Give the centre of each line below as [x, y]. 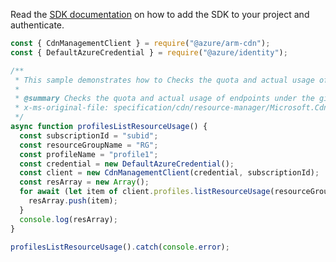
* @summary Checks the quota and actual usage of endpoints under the [164, 99]
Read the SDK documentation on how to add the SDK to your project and [160, 14]
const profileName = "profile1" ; [89, 154]
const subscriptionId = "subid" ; [89, 135]
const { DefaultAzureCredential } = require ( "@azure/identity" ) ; [149, 52]
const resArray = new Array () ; [84, 182]
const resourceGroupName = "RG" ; [89, 145]
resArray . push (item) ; [73, 201]
